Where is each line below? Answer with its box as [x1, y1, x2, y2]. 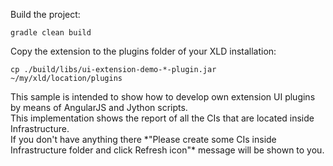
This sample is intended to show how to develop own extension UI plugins [10, 91, 316, 103]
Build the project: [10, 9, 81, 20]
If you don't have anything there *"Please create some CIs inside [10, 134, 277, 145]
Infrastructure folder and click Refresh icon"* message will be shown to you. [10, 144, 325, 156]
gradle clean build [10, 28, 92, 38]
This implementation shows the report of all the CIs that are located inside [10, 112, 315, 124]
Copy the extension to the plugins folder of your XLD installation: [10, 45, 277, 57]
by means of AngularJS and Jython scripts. [10, 102, 188, 113]
